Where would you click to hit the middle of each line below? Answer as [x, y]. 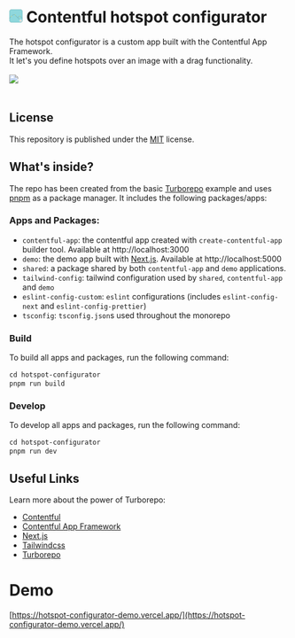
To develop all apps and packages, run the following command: [125, 425]
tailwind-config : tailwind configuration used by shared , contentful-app [152, 277]
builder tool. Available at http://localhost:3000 [105, 249]
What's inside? [52, 167]
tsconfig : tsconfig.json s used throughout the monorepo [126, 315]
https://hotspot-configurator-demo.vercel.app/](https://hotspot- [128, 615]
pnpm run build [37, 384]
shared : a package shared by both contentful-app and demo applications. [154, 268]
